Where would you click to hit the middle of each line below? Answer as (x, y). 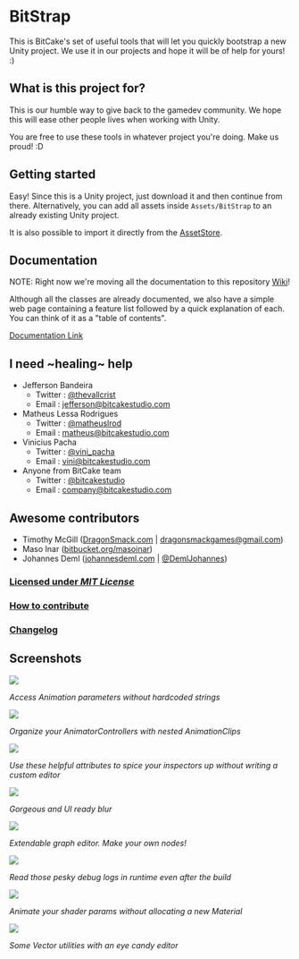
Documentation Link (46, 335)
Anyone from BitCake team (72, 471)
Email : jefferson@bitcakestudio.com (103, 404)
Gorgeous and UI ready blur (61, 809)
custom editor (35, 775)
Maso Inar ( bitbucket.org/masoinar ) (87, 549)
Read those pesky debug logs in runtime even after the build (120, 877)
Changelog (33, 630)
